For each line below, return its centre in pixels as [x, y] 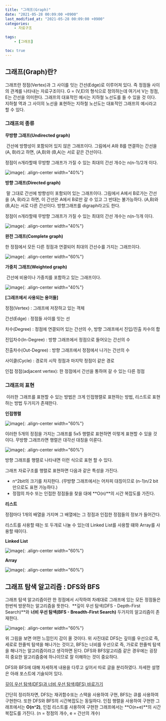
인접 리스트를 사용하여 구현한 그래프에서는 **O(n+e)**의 [97, 707]
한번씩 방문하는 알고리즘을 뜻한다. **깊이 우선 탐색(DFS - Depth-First [73, 606]
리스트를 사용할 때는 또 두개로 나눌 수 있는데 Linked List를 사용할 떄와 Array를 [80, 525]
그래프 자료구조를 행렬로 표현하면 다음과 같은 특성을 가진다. [62, 470]
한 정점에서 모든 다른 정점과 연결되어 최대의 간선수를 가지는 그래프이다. [73, 247]
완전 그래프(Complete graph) [34, 236]
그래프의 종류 [20, 123]
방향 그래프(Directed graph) [33, 182]
